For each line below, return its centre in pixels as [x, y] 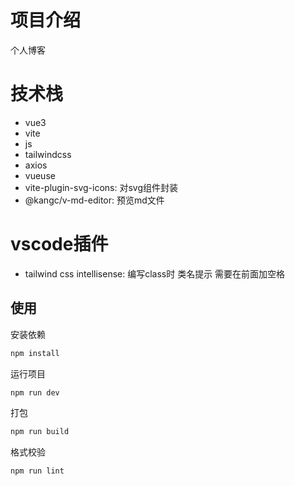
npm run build [40, 432]
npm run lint [37, 471]
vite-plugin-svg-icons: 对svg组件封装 [101, 187]
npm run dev [35, 392]
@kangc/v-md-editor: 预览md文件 [94, 200]
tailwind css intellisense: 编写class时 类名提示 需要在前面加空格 [155, 273]
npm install [35, 353]
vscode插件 [59, 244]
